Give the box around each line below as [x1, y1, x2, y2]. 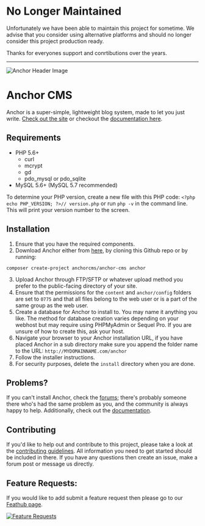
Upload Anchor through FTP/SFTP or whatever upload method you [15, 276, 183, 283]
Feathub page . [6, 500, 43, 508]
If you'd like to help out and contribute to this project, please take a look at [6, 441, 193, 448]
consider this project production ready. [6, 37, 104, 45]
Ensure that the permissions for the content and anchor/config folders [15, 288, 192, 296]
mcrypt [24, 162, 43, 169]
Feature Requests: [6, 478, 77, 488]
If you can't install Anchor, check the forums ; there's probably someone [6, 394, 187, 401]
